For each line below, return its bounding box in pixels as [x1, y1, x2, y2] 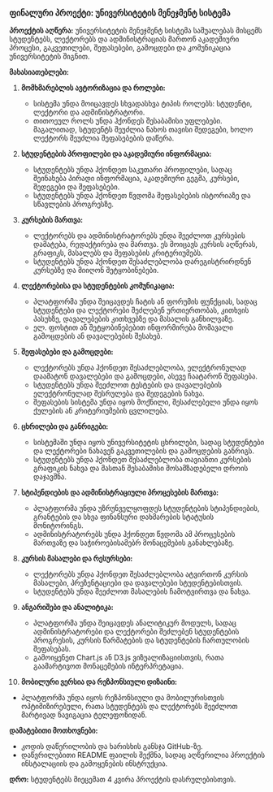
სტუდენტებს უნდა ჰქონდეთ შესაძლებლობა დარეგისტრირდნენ [32, 257, 252, 266]
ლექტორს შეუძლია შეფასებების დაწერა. [32, 133, 175, 143]
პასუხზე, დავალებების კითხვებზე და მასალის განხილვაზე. [32, 314, 235, 324]
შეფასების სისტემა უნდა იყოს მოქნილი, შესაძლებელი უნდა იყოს [32, 397, 258, 407]
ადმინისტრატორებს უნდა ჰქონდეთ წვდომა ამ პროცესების [32, 530, 236, 539]
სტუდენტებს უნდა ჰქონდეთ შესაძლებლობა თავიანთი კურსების [32, 455, 252, 465]
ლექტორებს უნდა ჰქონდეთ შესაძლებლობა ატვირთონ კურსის [32, 569, 249, 579]
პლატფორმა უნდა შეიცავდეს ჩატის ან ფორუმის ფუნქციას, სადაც [32, 296, 258, 307]
